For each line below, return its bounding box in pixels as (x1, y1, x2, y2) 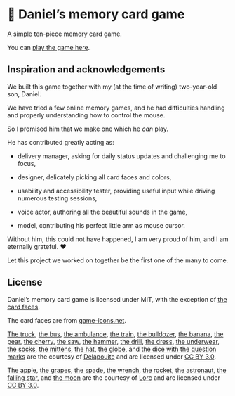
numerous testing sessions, (17, 193, 98, 203)
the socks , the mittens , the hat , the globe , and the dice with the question (7, 345, 217, 353)
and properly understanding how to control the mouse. (7, 110, 166, 119)
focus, (17, 159, 36, 167)
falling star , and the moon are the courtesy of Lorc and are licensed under (7, 373, 221, 382)
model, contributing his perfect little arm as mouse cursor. (17, 221, 186, 229)
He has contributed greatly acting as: (7, 138, 114, 146)
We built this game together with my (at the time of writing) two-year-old (7, 82, 217, 91)
